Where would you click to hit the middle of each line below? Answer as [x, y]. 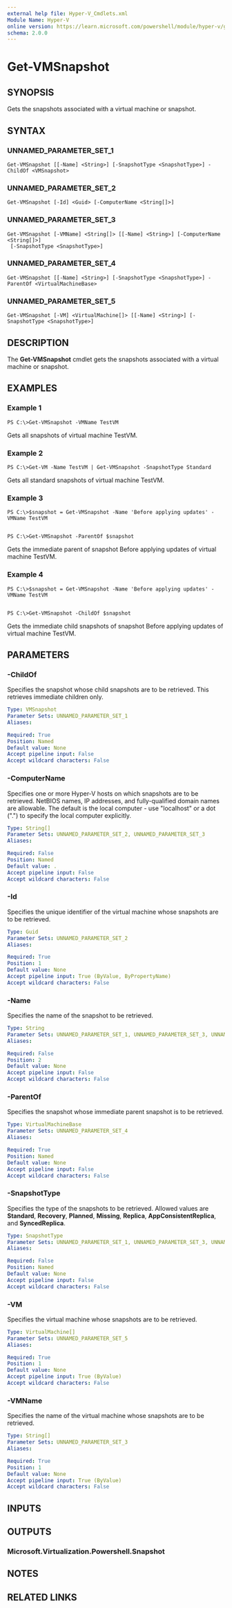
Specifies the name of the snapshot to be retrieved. [80, 1015]
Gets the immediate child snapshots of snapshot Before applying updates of [115, 626]
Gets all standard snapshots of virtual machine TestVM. [86, 480]
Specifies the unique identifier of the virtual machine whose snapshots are [113, 912]
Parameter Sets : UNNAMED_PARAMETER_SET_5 [68, 1338]
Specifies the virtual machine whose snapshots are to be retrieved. [102, 1319]
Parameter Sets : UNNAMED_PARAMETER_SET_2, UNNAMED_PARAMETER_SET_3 [106, 834]
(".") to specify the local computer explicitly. [69, 815]
